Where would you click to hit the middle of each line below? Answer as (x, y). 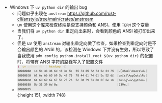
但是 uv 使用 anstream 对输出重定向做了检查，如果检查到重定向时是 (84, 43)
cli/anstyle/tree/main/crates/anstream (55, 19)
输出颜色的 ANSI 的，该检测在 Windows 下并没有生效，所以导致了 (88, 49)
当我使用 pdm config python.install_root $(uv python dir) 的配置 (85, 55)
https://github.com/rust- (92, 13)
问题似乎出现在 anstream (41, 13)
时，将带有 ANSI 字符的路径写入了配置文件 (60, 62)
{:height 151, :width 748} (41, 95)
